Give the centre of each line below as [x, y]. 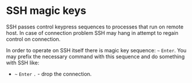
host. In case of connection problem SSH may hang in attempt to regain [92, 33]
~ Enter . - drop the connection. [53, 74]
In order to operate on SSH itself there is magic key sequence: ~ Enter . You [96, 50]
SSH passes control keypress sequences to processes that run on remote [95, 27]
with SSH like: [23, 63]
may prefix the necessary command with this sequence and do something [95, 56]
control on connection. [33, 39]
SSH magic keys [46, 11]
